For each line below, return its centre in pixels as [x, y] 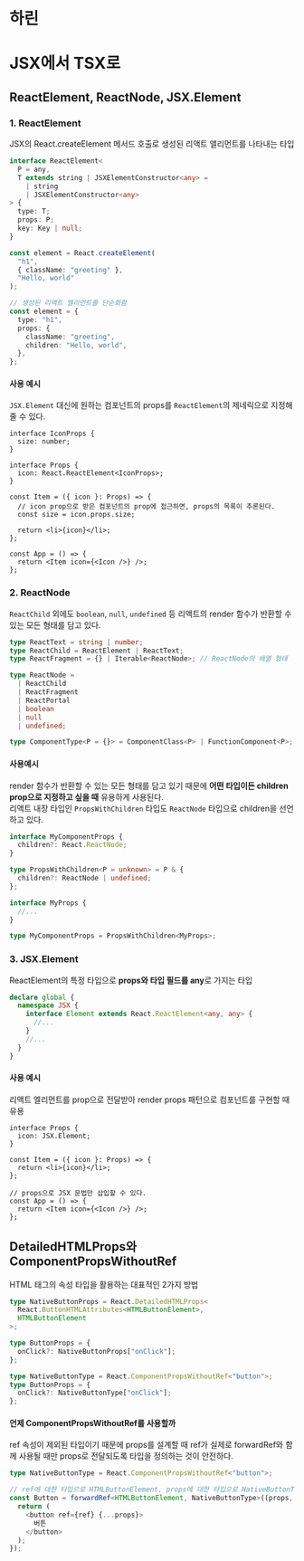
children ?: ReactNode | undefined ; [85, 879]
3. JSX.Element [44, 959]
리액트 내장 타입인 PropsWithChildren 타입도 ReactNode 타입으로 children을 [143, 808]
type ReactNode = [42, 675]
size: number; [44, 442]
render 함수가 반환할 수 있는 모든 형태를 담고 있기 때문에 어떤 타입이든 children [149, 785]
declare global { [42, 997]
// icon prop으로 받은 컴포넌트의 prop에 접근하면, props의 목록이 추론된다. [147, 507]
